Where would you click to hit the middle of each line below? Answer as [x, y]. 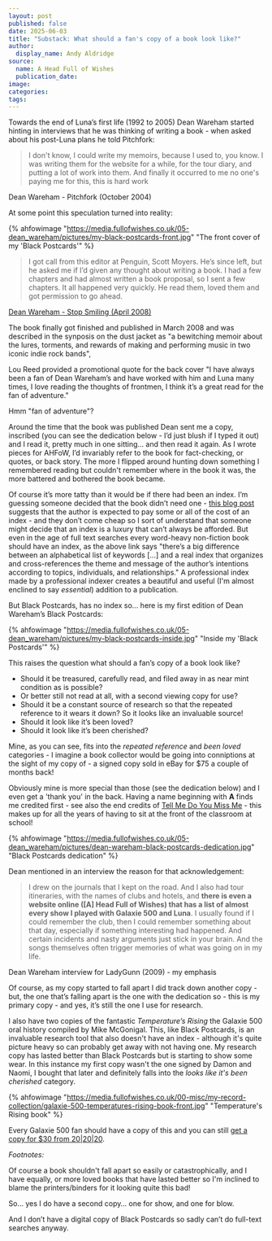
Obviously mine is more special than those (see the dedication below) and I [134, 788]
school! [21, 823]
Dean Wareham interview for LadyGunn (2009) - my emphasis [112, 972]
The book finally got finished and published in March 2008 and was [121, 328]
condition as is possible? [61, 688]
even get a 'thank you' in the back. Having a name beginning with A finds [131, 797]
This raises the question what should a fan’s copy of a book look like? [125, 663]
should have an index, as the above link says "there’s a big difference [124, 547]
